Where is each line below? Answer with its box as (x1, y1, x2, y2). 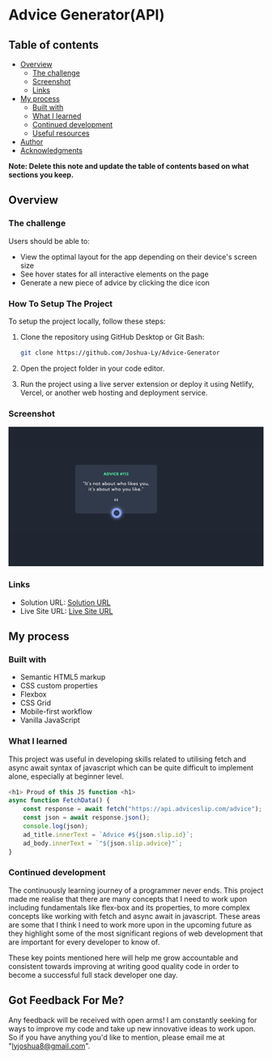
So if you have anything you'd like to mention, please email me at (8, 1032, 225, 1042)
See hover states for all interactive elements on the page (19, 269, 209, 279)
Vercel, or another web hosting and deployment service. (19, 388, 208, 397)
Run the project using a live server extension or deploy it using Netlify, (19, 379, 255, 388)
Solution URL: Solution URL (19, 598, 111, 607)
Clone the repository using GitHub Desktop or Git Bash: (19, 332, 205, 341)
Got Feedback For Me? (8, 993, 125, 1007)
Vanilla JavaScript (19, 715, 81, 725)
